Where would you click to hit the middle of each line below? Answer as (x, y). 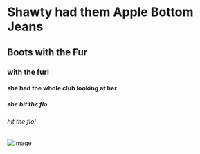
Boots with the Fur (47, 52)
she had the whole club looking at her (62, 88)
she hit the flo (27, 104)
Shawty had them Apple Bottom (100, 12)
